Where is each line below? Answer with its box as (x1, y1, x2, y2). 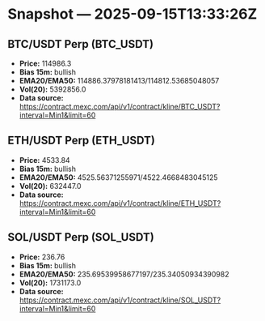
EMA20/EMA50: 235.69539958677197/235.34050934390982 (19, 269, 229, 279)
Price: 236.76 (19, 252, 65, 262)
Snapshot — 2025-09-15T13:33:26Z (7, 5, 258, 24)
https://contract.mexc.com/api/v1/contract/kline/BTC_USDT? (19, 102, 221, 111)
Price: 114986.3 (19, 58, 72, 68)
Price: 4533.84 (19, 155, 70, 165)
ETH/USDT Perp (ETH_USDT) (7, 134, 155, 148)
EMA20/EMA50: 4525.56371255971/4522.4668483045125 (19, 172, 218, 182)
